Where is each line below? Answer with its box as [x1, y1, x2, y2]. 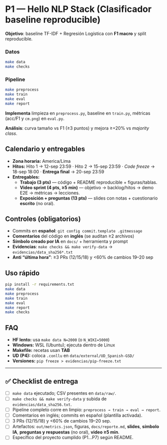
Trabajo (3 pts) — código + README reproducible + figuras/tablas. [19, 179, 158, 185]
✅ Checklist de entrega [5, 377, 79, 385]
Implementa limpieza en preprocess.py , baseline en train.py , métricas [5, 110, 151, 116]
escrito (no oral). [19, 200, 55, 206]
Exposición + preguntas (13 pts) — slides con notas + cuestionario [19, 195, 158, 201]
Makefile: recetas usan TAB [12, 347, 71, 353]
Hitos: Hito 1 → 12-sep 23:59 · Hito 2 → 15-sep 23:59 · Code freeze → [12, 163, 155, 169]
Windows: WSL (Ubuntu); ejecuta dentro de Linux [12, 342, 115, 348]
